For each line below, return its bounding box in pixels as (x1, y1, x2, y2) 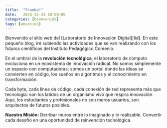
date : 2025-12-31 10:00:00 (5, 12, 66, 17)
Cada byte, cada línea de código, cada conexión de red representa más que (5, 86, 161, 92)
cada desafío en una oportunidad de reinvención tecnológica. (5, 117, 132, 123)
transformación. (5, 76, 38, 82)
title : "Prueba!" (5, 7, 43, 12)
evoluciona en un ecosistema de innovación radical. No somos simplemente (5, 60, 161, 66)
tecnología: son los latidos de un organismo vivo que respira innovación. (5, 91, 154, 97)
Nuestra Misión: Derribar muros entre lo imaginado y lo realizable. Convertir (5, 112, 162, 118)
